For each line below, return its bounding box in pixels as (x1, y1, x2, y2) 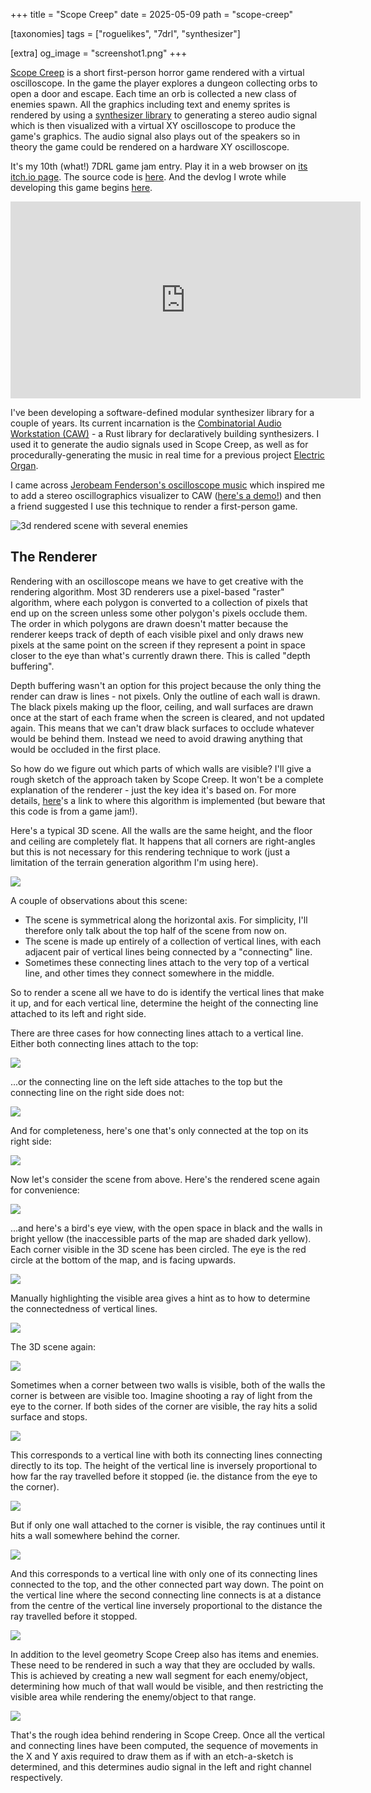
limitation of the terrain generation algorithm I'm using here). (10, 856, 259, 868)
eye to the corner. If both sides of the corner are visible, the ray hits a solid (10, 1400, 318, 1412)
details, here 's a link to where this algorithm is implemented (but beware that (10, 794, 326, 806)
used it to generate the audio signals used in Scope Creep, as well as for (10, 439, 309, 450)
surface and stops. (10, 1410, 88, 1423)
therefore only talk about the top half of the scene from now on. (24, 924, 288, 936)
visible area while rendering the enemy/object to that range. (10, 1690, 257, 1703)
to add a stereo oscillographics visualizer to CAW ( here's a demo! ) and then (10, 490, 322, 501)
